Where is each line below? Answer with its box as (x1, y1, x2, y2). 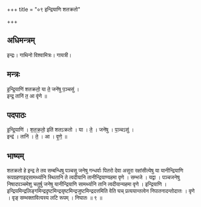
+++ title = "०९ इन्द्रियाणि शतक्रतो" (7, 6, 81, 13)
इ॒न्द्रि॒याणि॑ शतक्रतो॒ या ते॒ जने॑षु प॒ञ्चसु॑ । (7, 85, 80, 93)
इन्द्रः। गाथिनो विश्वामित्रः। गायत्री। (7, 51, 72, 59)
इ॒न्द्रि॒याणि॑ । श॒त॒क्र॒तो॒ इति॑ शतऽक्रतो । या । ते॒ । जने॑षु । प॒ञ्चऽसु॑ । (7, 126, 134, 133)
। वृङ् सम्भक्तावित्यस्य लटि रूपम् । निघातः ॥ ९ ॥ (7, 194, 102, 202)
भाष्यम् (7, 151, 24, 161)
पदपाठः (7, 110, 27, 120)
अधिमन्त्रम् (7, 35, 35, 45)
